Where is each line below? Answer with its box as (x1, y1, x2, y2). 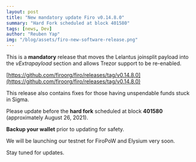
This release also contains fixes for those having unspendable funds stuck (6, 90, 190, 96)
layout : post (6, 8, 39, 15)
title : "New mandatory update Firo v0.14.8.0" (6, 14, 125, 20)
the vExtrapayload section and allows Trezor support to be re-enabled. (6, 60, 182, 67)
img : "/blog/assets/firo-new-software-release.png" (6, 37, 138, 43)
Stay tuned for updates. (6, 149, 65, 156)
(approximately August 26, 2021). (6, 114, 89, 121)
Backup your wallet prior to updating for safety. (6, 126, 125, 132)
